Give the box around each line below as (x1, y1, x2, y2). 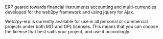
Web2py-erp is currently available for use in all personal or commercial (5, 19, 148, 24)
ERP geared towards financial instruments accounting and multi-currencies (5, 4, 157, 10)
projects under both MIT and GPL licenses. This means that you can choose (5, 24, 158, 29)
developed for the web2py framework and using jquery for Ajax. (5, 9, 135, 15)
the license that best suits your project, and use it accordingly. (5, 29, 131, 34)
